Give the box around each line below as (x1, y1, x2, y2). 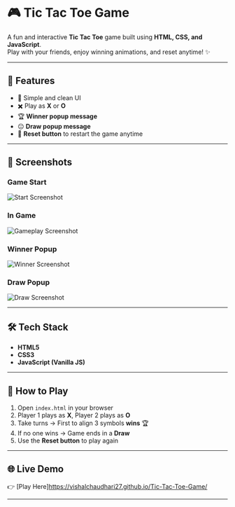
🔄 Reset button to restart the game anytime (17, 130, 143, 138)
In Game (7, 211, 36, 221)
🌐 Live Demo (7, 463, 64, 475)
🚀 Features (7, 75, 55, 87)
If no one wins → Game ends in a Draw (17, 429, 130, 437)
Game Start (7, 177, 47, 187)
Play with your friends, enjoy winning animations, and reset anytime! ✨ (7, 48, 211, 56)
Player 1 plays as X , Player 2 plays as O (17, 410, 131, 419)
